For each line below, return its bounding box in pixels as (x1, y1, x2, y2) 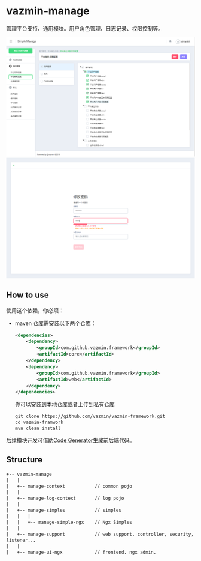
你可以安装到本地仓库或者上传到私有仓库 (14, 401, 115, 408)
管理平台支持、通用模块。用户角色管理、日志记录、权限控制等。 (6, 25, 163, 32)
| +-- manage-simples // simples (6, 508, 121, 514)
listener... (6, 538, 36, 544)
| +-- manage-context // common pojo (6, 484, 133, 490)
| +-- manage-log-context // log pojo (6, 496, 124, 502)
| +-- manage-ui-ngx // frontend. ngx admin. (6, 550, 157, 556)
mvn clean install (14, 425, 61, 432)
